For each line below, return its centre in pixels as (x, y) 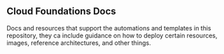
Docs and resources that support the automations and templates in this (109, 28)
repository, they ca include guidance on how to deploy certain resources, (112, 35)
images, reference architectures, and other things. (79, 43)
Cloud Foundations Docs (61, 11)
